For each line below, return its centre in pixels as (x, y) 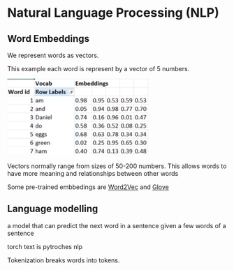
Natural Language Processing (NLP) (113, 13)
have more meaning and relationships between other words (93, 173)
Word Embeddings (48, 39)
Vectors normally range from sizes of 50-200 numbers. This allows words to (117, 166)
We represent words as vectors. (53, 55)
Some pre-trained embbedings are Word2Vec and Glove (88, 187)
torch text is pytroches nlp (45, 246)
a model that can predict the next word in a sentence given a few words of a (117, 225)
